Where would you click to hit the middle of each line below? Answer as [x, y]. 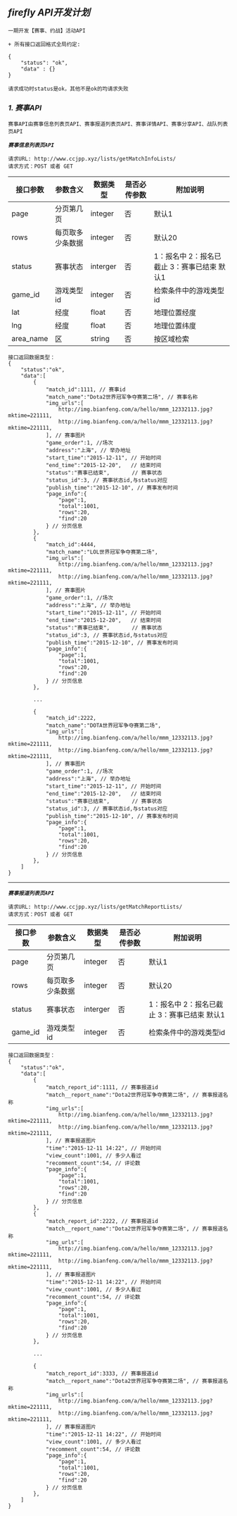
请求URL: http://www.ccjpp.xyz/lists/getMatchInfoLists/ [92, 159]
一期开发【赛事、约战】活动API [47, 30]
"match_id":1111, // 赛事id [85, 390]
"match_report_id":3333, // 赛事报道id [102, 1374]
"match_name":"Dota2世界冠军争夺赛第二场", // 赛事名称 [122, 397]
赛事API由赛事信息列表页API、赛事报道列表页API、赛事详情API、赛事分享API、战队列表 [118, 124]
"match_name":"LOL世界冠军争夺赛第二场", [102, 552]
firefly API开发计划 [49, 13]
